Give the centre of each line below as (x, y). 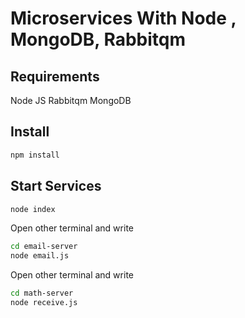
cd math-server (42, 293)
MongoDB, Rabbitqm (98, 39)
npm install (35, 155)
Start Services (56, 186)
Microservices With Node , (123, 18)
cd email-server (44, 247)
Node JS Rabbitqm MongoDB (71, 100)
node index (33, 209)
